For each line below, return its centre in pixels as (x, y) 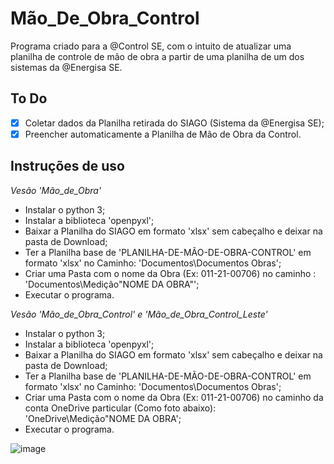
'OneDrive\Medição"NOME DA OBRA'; (103, 418)
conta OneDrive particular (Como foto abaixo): (120, 408)
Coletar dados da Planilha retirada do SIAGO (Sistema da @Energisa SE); (174, 123)
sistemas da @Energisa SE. (66, 67)
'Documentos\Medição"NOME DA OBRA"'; (112, 284)
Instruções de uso (67, 166)
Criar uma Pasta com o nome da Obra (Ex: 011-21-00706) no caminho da (174, 397)
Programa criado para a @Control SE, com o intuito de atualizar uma (151, 46)
